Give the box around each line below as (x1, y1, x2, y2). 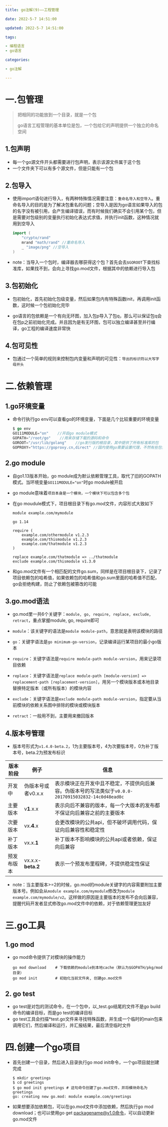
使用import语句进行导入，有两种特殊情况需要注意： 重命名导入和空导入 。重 (12, 195, 160, 201)
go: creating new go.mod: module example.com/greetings (12, 1094, 131, 1099)
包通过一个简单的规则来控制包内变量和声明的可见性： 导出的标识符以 (12, 356, 148, 362)
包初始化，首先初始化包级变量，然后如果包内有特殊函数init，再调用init (12, 296, 156, 302)
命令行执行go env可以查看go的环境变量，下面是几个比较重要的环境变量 (12, 416, 159, 422)
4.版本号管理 (5, 729, 45, 737)
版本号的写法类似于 (69, 787, 115, 795)
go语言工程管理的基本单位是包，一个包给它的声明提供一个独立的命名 (17, 122, 159, 128)
